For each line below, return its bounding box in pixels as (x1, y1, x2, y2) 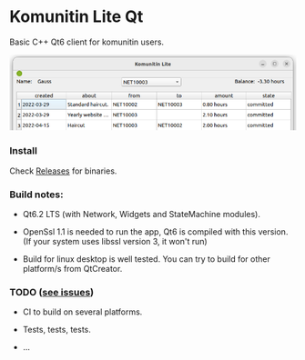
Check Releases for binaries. (9, 165, 117, 176)
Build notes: (9, 188, 64, 201)
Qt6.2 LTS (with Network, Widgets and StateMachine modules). (22, 208, 261, 219)
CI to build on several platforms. (22, 306, 143, 317)
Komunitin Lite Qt (9, 6, 144, 27)
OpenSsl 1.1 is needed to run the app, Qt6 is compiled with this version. (22, 225, 289, 237)
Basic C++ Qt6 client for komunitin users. (9, 36, 165, 47)
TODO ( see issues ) (9, 285, 95, 298)
